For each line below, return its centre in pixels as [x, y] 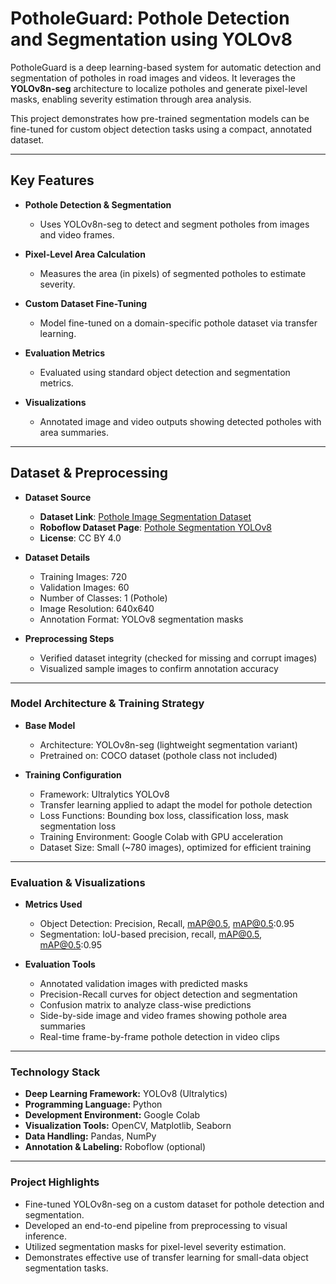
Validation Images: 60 [84, 587]
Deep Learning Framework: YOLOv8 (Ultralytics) [126, 1094]
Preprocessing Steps [69, 638]
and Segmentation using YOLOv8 [151, 39]
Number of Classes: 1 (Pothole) [103, 598]
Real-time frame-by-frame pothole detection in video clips [159, 1037]
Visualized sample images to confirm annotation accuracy [159, 668]
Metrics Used [53, 904]
